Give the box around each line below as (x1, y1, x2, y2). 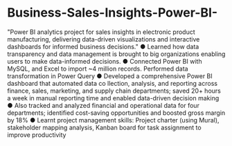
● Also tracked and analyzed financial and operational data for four (7, 101, 199, 109)
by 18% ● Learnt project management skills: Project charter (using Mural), (7, 116, 220, 124)
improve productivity (7, 130, 66, 139)
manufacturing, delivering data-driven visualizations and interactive (7, 35, 200, 43)
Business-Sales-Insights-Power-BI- (7, 5, 218, 21)
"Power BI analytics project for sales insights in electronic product (7, 28, 195, 36)
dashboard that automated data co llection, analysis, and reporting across (7, 79, 218, 87)
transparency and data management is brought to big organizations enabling (7, 50, 226, 58)
